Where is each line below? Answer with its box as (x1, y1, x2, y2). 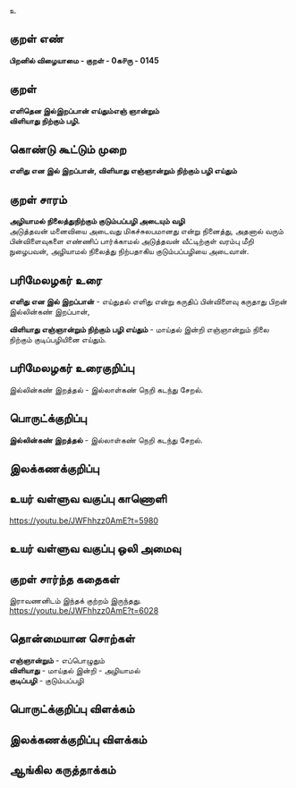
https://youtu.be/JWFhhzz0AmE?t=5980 (9, 515, 159, 526)
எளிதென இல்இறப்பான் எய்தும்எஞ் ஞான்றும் (9, 105, 159, 116)
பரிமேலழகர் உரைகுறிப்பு (9, 360, 134, 376)
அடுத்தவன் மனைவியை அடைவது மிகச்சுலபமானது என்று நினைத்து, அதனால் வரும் (9, 225, 284, 237)
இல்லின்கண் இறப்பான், (9, 306, 90, 318)
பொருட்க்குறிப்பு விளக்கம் (9, 701, 135, 716)
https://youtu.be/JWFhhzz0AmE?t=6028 (9, 606, 159, 616)
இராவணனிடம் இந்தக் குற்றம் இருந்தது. (9, 596, 142, 606)
